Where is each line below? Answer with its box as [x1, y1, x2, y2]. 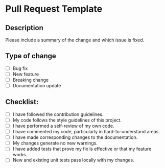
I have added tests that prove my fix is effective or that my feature [12, 146, 152, 152]
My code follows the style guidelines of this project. [12, 117, 122, 123]
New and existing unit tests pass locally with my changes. [12, 157, 134, 163]
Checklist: [5, 98, 39, 106]
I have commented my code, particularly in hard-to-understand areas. [12, 129, 160, 135]
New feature [12, 71, 39, 77]
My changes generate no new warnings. [12, 140, 98, 146]
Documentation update [12, 83, 61, 88]
